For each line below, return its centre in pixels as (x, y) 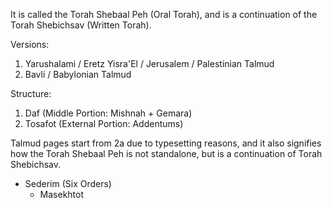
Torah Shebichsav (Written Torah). (81, 25)
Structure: (31, 93)
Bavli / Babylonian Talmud (78, 74)
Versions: (30, 44)
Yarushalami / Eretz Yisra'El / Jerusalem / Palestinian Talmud (149, 63)
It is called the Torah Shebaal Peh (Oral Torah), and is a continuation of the (164, 14)
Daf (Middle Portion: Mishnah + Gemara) (108, 113)
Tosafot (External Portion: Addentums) (104, 123)
